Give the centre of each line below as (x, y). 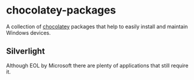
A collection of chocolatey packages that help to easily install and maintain (97, 26)
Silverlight (26, 51)
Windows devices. (29, 32)
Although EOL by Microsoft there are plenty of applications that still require (97, 65)
